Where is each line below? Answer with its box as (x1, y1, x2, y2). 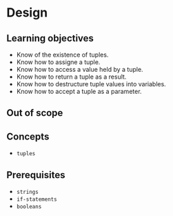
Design (6, 5, 48, 21)
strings (16, 188, 39, 196)
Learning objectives (6, 32, 94, 44)
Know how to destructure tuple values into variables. (16, 80, 166, 88)
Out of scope (6, 107, 63, 119)
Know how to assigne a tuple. (16, 58, 101, 66)
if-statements (16, 196, 57, 203)
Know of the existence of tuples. (16, 50, 109, 59)
